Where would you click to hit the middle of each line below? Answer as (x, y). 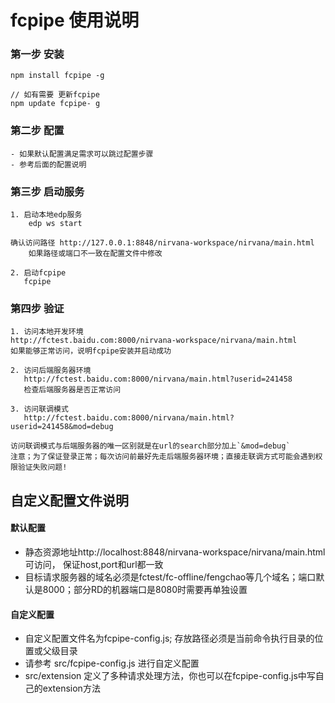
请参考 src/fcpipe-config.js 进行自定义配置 (112, 663)
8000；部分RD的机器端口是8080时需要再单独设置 (145, 589)
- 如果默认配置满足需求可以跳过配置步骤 (82, 154)
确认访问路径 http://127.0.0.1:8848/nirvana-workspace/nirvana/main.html (162, 243)
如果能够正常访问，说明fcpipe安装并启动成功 (91, 351)
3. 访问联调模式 (39, 409)
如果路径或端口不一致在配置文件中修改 (95, 254)
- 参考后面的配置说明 (48, 164)
